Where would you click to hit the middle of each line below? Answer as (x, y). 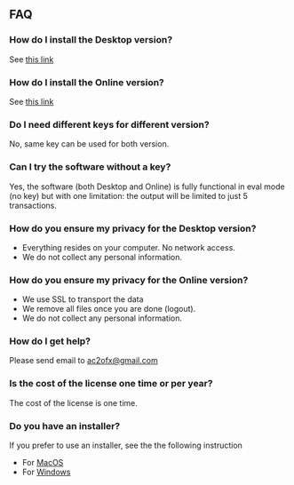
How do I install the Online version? (87, 82)
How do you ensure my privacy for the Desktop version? (133, 228)
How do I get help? (50, 341)
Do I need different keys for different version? (110, 124)
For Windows (46, 472)
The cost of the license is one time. (73, 402)
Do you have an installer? (65, 425)
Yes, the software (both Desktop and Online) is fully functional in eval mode (147, 187)
